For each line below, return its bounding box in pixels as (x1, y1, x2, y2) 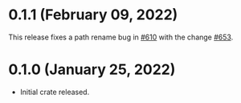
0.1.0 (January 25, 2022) (8, 60, 176, 79)
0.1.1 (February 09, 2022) (8, 6, 178, 24)
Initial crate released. (19, 87, 90, 97)
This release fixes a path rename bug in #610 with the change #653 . (8, 32, 234, 42)
